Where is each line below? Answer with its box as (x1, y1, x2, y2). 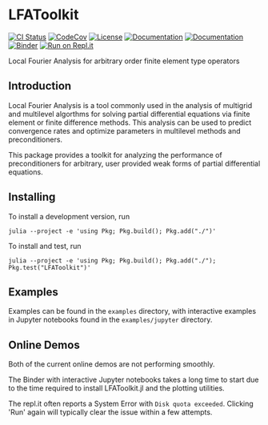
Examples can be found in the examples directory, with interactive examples (8, 307, 257, 316)
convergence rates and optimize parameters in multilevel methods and (8, 126, 241, 135)
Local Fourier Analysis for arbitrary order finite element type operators (8, 56, 240, 66)
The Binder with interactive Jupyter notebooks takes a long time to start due (8, 375, 259, 385)
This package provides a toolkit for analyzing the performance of (8, 150, 222, 159)
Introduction (8, 79, 72, 93)
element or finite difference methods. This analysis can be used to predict (8, 118, 252, 127)
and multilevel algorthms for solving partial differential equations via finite (8, 109, 250, 118)
